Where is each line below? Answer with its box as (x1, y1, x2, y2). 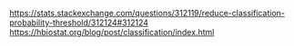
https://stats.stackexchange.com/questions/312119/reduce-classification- (9, 8, 285, 18)
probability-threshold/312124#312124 (9, 17, 148, 28)
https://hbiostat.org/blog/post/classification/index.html (9, 27, 215, 37)
